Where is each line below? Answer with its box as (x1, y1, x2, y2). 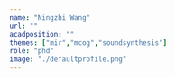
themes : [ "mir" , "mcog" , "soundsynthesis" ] (9, 38, 168, 48)
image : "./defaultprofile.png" (9, 55, 127, 64)
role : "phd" (9, 47, 54, 56)
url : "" (9, 22, 39, 30)
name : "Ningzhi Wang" (9, 13, 91, 22)
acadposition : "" (9, 30, 75, 39)
